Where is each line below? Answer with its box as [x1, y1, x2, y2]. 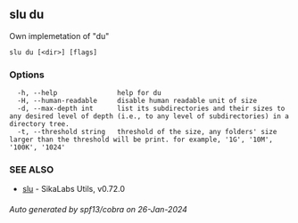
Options [9, 68, 45, 81]
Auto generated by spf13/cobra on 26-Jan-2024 [9, 204, 187, 214]
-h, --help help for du [17, 89, 162, 98]
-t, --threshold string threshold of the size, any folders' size [17, 128, 277, 137]
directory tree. [9, 120, 70, 129]
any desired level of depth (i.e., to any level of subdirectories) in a [9, 112, 290, 121]
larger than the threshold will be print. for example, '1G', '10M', [9, 135, 274, 145]
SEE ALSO [9, 163, 54, 176]
